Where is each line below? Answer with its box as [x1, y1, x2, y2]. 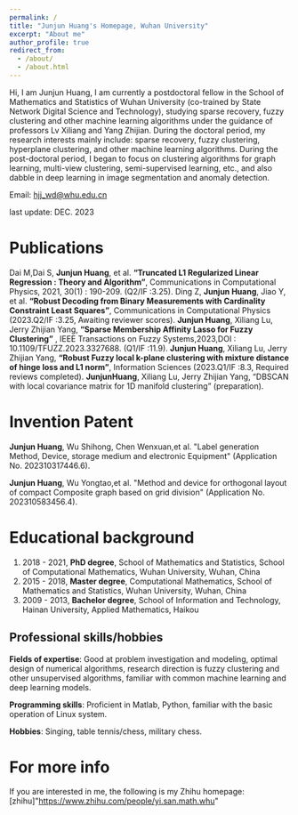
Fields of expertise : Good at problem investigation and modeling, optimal [9, 653, 278, 664]
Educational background [9, 527, 195, 547]
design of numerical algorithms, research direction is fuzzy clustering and [9, 663, 280, 674]
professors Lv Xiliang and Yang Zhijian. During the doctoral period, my [9, 125, 266, 135]
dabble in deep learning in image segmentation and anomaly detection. [9, 172, 270, 182]
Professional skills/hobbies [9, 630, 164, 645]
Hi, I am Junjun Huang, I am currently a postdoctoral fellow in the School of [9, 86, 285, 98]
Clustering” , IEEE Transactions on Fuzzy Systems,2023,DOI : [9, 333, 237, 343]
